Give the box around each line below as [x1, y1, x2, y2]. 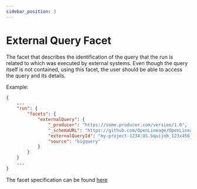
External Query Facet [6, 33, 111, 47]
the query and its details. [6, 72, 66, 79]
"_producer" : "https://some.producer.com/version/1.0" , [47, 122, 188, 128]
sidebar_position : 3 [6, 8, 57, 15]
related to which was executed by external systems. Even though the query [6, 59, 188, 66]
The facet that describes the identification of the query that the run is [6, 53, 174, 60]
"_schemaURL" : [47, 127, 83, 133]
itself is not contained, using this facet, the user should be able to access [6, 66, 183, 73]
